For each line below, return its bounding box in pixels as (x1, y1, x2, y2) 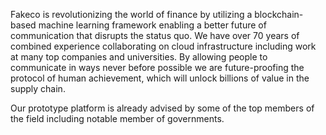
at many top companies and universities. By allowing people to (10, 51, 268, 63)
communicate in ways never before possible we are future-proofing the (10, 62, 305, 73)
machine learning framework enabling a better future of (38, 19, 267, 31)
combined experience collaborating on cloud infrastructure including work (10, 40, 317, 52)
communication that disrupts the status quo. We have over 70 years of (10, 30, 300, 41)
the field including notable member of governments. (10, 113, 225, 124)
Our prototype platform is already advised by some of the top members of (10, 102, 315, 114)
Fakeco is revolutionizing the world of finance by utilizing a (10, 9, 253, 20)
